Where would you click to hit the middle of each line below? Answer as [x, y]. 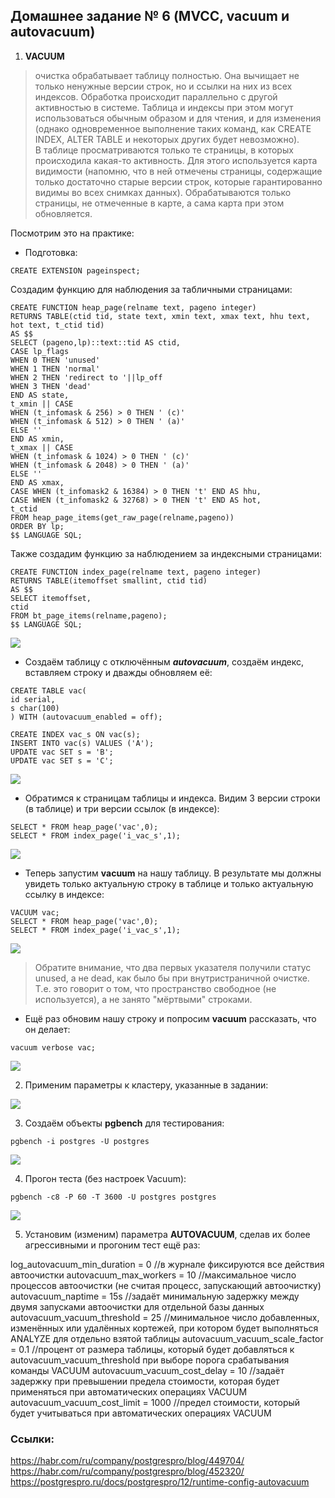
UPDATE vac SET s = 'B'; [62, 752]
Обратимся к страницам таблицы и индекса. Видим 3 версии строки [172, 798]
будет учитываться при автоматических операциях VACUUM [141, 1413]
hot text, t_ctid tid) [57, 325]
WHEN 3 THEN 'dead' [51, 386]
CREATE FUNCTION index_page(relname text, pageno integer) [136, 572]
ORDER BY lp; [37, 526]
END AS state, [40, 395]
